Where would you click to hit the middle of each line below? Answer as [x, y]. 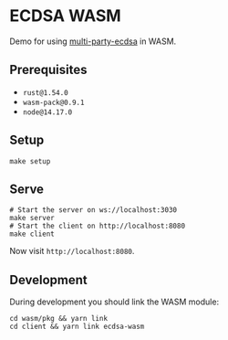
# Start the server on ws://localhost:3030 [93, 210]
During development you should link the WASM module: [114, 302]
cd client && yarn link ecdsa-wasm [77, 327]
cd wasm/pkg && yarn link [58, 319]
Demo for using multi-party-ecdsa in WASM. [93, 41]
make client [32, 234]
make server [32, 218]
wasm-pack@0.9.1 [53, 102]
